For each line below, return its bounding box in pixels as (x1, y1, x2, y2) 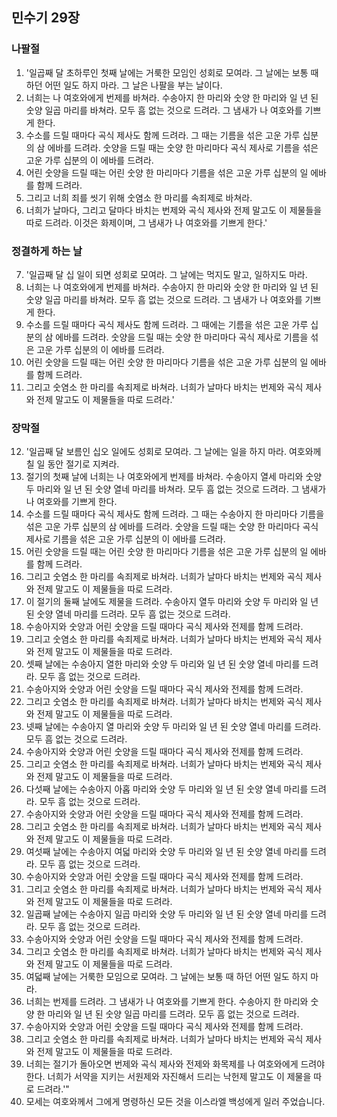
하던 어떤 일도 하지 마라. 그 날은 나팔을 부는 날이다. (25, 79, 223, 91)
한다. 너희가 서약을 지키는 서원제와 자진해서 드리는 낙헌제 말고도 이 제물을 (25, 1071, 312, 1083)
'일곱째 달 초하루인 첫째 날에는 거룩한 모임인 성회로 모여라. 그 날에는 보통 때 (25, 66, 319, 78)
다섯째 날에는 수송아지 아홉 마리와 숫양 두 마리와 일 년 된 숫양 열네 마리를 (25, 783, 309, 795)
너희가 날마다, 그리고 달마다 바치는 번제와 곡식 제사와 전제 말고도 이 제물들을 (25, 204, 323, 216)
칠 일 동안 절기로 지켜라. (25, 458, 120, 470)
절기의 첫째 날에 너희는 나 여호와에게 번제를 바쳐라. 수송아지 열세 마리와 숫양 (25, 471, 323, 483)
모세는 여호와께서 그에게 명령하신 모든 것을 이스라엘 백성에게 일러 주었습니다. (25, 1096, 326, 1108)
